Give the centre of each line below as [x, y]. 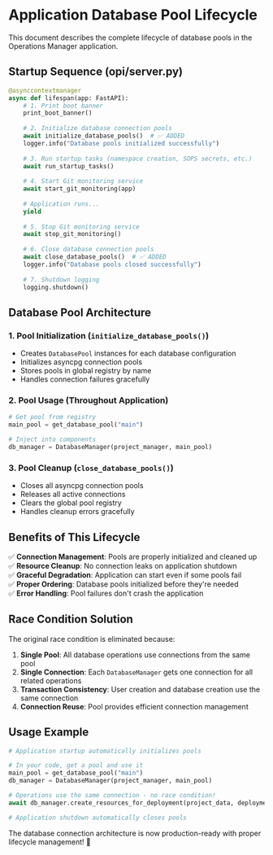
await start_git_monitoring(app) [80, 189]
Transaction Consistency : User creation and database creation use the [140, 689]
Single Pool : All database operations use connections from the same [135, 654]
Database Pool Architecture [80, 312]
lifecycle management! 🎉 [50, 842]
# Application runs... [61, 204]
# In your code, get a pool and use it [76, 766]
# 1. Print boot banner [63, 106]
